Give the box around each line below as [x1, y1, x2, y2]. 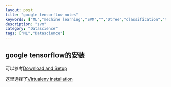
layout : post [5, 7, 33, 13]
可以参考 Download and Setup [5, 65, 67, 71]
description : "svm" [5, 21, 47, 27]
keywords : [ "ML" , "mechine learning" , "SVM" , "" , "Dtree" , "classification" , [5, 17, 163, 22]
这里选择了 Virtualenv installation [5, 76, 73, 82]
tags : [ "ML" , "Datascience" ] [5, 31, 65, 36]
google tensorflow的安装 [5, 51, 85, 60]
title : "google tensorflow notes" [5, 12, 79, 17]
